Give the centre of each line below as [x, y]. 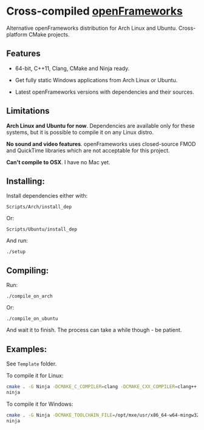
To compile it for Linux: [35, 376]
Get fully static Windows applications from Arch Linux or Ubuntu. [96, 80]
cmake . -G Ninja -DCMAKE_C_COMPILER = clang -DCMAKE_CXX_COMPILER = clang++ [102, 387]
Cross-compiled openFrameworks [95, 11]
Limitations [28, 111]
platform [17, 34]
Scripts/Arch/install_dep [39, 207]
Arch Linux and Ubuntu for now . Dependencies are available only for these [101, 125]
